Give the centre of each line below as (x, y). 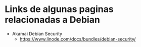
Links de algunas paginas (59, 9)
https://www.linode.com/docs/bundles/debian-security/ (78, 39)
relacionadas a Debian (53, 20)
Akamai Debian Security (37, 33)
